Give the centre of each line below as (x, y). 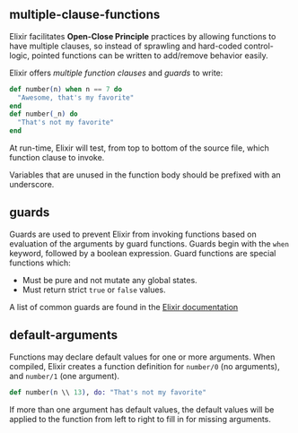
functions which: (40, 263)
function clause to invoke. (57, 158)
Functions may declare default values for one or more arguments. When (142, 357)
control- (259, 46)
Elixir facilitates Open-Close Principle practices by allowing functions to (143, 36)
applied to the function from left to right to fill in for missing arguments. (140, 419)
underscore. (32, 185)
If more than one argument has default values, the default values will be (142, 409)
